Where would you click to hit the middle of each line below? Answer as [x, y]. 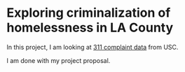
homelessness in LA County [90, 28]
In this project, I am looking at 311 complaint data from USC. [92, 47]
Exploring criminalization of [89, 13]
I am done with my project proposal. [59, 60]
